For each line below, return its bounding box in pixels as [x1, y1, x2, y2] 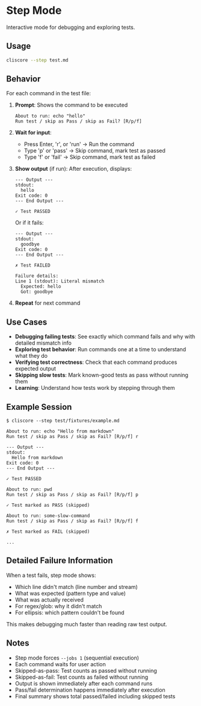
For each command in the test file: [6, 90, 91, 97]
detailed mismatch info [14, 339, 72, 347]
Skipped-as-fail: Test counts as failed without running [14, 673, 149, 681]
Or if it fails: [14, 219, 44, 226]
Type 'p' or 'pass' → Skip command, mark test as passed [23, 147, 165, 154]
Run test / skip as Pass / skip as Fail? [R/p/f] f [6, 518, 138, 524]
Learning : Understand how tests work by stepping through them [14, 384, 175, 392]
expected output [14, 365, 56, 372]
